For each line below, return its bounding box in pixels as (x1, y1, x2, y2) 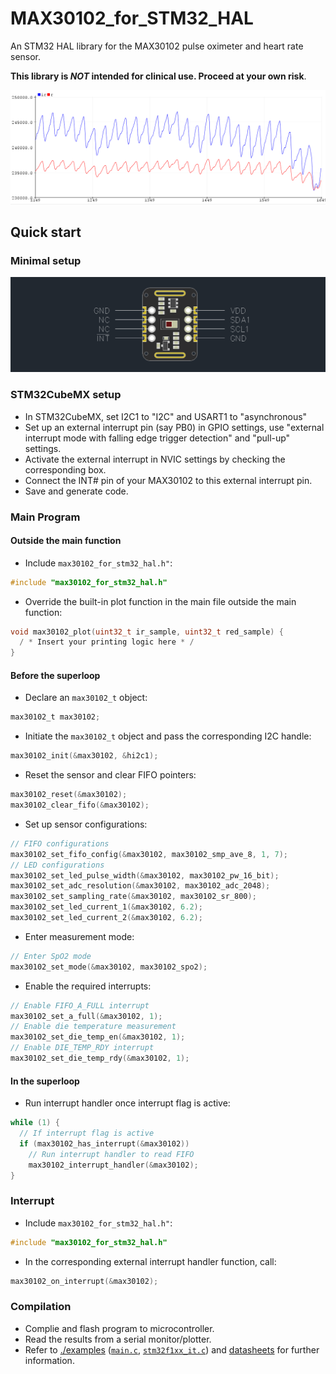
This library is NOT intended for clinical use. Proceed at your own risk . (10, 70, 307, 82)
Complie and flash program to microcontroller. (24, 1322, 215, 1334)
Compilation (10, 1300, 72, 1314)
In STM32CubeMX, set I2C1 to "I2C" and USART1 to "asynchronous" (24, 410, 308, 422)
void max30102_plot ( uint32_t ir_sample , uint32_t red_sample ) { (10, 627, 284, 637)
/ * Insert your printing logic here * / (19, 637, 195, 647)
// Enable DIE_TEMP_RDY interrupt (10, 1043, 155, 1053)
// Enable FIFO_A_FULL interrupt (10, 1000, 150, 1011)
